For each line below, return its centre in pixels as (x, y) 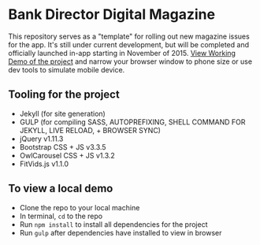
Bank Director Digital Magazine (111, 15)
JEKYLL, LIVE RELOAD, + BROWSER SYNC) (90, 130)
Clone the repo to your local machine (80, 207)
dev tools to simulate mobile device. (67, 69)
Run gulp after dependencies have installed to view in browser (121, 232)
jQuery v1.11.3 (41, 139)
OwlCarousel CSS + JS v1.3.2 (67, 155)
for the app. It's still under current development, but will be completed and (129, 44)
